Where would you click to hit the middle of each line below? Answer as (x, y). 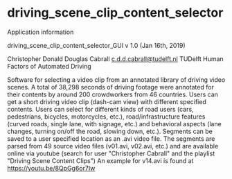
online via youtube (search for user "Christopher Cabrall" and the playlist (111, 153)
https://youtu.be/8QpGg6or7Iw (51, 168)
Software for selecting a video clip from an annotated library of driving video (116, 79)
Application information (41, 32)
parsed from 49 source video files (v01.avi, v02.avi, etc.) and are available (113, 146)
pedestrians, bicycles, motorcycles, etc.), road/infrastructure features (106, 117)
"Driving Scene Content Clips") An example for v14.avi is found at (100, 160)
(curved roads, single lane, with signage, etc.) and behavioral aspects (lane (114, 123)
